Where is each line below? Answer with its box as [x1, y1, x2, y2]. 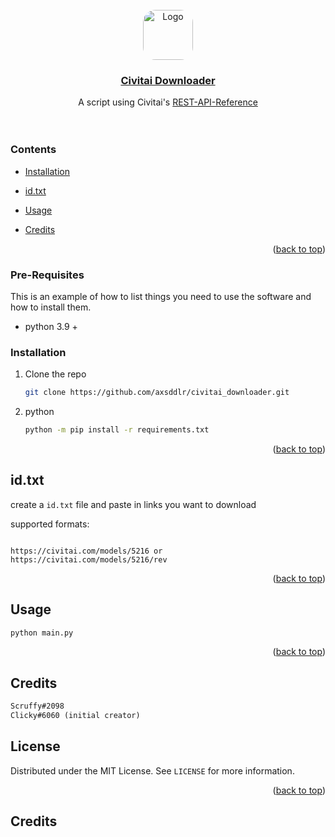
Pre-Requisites [10, 268, 85, 282]
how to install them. [10, 301, 92, 313]
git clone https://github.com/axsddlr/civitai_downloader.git [24, 388, 290, 398]
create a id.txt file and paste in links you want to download [10, 498, 257, 510]
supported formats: [10, 518, 90, 530]
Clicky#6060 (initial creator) [10, 711, 141, 721]
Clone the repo [24, 368, 87, 380]
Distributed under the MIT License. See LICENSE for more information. [10, 764, 295, 777]
